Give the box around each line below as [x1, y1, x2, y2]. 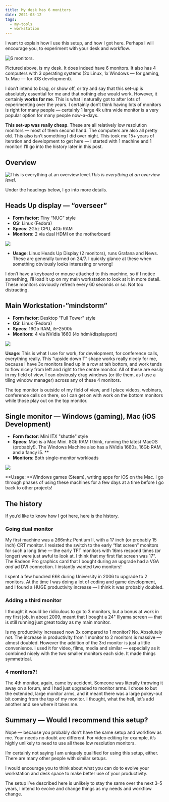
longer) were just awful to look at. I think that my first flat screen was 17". [5, 553, 156, 559]
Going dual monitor [5, 526, 53, 533]
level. [5, 177, 17, 183]
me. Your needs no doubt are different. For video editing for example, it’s [5, 734, 156, 740]
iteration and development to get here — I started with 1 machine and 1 [5, 138, 152, 144]
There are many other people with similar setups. [5, 755, 107, 761]
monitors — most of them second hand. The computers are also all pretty [5, 127, 158, 134]
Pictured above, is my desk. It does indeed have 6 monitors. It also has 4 [5, 65, 156, 71]
